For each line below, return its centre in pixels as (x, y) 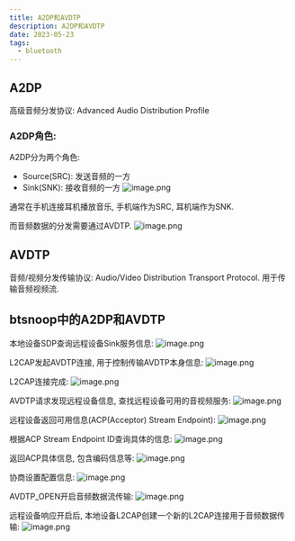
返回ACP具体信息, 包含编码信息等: (72, 458)
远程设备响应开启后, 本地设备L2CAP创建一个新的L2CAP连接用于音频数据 (143, 515)
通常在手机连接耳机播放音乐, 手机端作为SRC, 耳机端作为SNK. (122, 207)
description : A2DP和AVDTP (57, 26)
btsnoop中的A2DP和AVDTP (88, 320)
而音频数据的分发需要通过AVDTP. (71, 226)
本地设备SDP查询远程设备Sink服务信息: (82, 343)
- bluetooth (40, 51)
